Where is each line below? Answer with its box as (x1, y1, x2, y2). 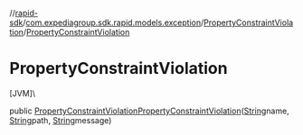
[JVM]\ (9, 87, 36, 98)
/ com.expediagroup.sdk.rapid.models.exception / (22, 17, 204, 28)
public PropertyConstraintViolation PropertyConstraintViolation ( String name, (9, 105, 289, 116)
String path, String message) (9, 114, 112, 125)
